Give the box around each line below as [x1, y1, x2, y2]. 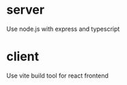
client [6, 49, 40, 64]
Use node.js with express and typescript [6, 25, 120, 33]
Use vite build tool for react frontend [6, 71, 109, 80]
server [6, 2, 45, 18]
